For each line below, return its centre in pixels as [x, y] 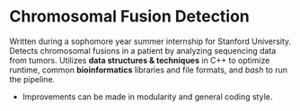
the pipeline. [32, 79]
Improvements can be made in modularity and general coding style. [147, 97]
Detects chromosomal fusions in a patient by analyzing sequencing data [143, 50]
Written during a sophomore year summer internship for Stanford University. [150, 41]
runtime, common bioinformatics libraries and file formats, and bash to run [149, 70]
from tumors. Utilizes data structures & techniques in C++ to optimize [140, 60]
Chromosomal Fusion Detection [129, 17]
